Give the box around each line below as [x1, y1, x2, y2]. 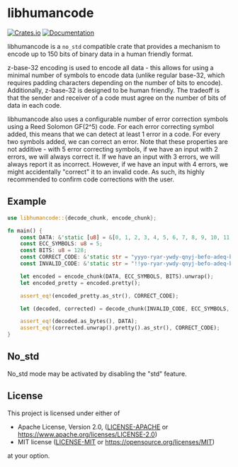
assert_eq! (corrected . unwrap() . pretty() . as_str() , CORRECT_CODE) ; [20, 325, 220, 332]
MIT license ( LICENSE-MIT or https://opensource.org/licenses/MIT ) [17, 437, 215, 446]
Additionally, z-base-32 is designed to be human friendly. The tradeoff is [7, 86, 220, 94]
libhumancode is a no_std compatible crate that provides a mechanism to [7, 42, 221, 50]
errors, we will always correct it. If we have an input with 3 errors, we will [7, 152, 220, 161]
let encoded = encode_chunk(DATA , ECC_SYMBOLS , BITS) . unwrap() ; [20, 273, 214, 280]
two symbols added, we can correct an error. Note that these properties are [7, 137, 228, 146]
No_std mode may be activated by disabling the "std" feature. [7, 369, 187, 378]
